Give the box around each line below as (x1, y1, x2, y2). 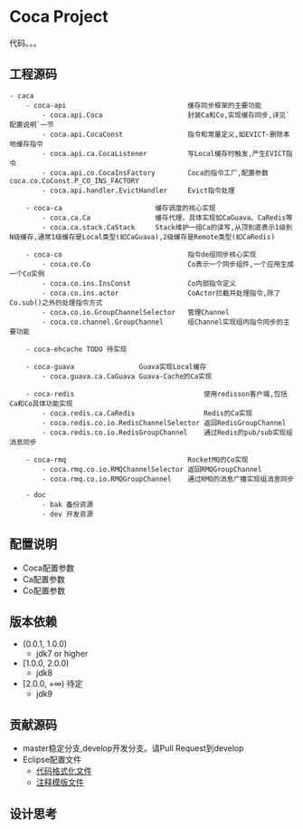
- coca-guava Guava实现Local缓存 (25, 362, 207, 371)
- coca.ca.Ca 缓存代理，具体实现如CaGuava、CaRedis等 (42, 213, 293, 222)
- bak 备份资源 (42, 500, 93, 509)
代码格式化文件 (35, 766, 92, 776)
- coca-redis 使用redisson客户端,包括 (25, 389, 288, 398)
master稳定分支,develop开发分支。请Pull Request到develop (22, 743, 244, 754)
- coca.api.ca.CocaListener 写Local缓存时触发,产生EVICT (42, 149, 287, 158)
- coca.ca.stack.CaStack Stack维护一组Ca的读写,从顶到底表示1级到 (42, 222, 293, 232)
